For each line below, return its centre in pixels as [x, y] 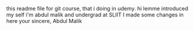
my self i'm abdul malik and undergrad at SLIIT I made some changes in [95, 15]
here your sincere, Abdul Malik [44, 21]
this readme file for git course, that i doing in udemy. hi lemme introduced [97, 9]
